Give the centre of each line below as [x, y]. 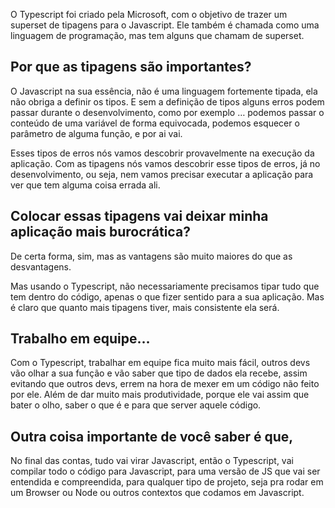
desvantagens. [41, 266]
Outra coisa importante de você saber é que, [152, 436]
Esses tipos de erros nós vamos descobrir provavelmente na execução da [162, 153]
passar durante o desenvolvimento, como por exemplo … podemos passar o [167, 112]
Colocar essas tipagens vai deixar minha [139, 216]
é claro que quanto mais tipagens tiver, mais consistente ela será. [145, 307]
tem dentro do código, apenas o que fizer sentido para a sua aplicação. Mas [167, 296]
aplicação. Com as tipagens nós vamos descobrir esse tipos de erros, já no [165, 163]
